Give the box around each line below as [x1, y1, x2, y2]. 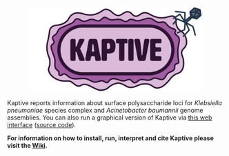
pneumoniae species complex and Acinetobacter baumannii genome [7, 106, 203, 114]
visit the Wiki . [7, 141, 48, 149]
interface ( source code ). [7, 120, 77, 129]
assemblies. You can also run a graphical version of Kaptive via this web [7, 113, 212, 122]
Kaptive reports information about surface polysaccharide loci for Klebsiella [7, 98, 222, 107]
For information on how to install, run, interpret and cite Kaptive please [7, 134, 214, 142]
